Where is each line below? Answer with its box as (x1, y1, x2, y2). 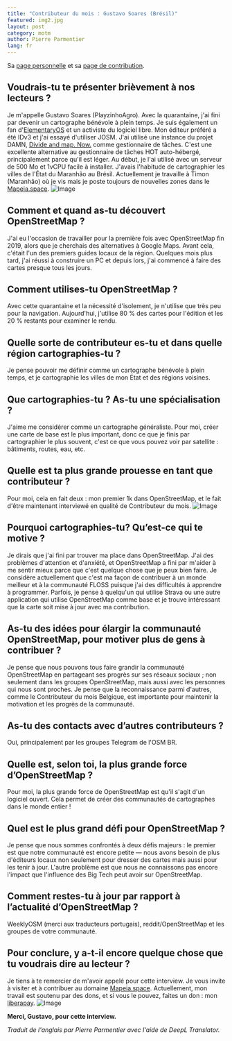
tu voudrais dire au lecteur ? (7, 958, 130, 970)
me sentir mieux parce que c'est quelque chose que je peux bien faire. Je (7, 566, 217, 574)
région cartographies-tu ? (7, 348, 121, 359)
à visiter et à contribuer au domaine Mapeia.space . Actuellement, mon (7, 983, 208, 992)
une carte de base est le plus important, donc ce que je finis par (7, 430, 190, 439)
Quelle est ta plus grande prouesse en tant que (7, 465, 213, 477)
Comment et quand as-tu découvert (7, 205, 166, 217)
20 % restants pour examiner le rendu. (7, 316, 118, 325)
